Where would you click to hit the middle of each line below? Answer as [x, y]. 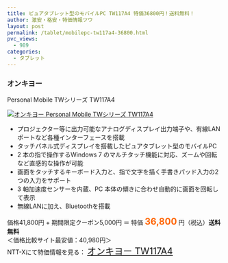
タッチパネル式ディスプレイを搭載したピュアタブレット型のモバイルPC [117, 146]
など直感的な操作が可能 [50, 163]
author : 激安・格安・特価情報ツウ [50, 20]
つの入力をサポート [44, 181]
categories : [24, 52]
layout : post [26, 26]
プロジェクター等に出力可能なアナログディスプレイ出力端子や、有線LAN [118, 129]
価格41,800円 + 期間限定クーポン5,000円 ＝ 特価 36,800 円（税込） [108, 221]
